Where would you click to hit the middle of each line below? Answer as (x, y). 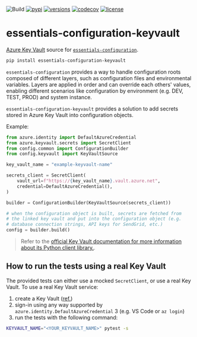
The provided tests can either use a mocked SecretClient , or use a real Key (99, 281)
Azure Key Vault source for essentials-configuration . (72, 49)
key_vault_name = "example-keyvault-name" (59, 165)
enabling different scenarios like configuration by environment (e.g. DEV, (95, 91)
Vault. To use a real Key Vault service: (52, 287)
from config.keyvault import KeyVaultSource (62, 154)
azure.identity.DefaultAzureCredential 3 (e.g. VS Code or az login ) (100, 311)
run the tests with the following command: (66, 317)
